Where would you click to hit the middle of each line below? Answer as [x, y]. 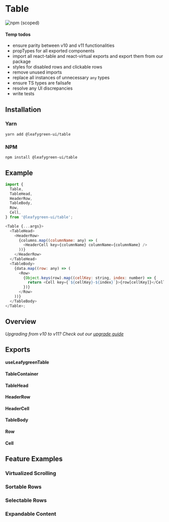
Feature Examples [34, 459]
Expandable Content [31, 513]
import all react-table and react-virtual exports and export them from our [88, 56]
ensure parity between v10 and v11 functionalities [63, 45]
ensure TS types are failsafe [42, 83]
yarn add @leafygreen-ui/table [38, 134]
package [22, 61]
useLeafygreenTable [27, 362]
